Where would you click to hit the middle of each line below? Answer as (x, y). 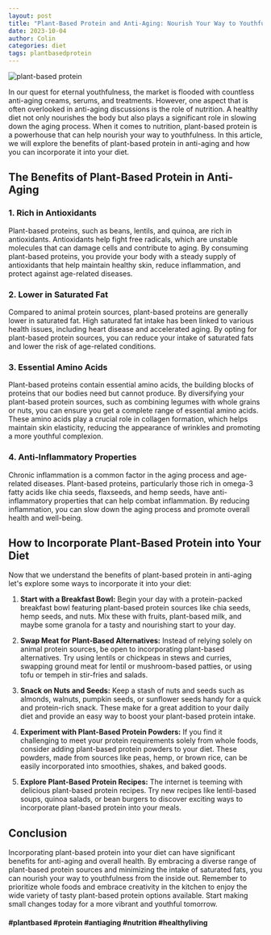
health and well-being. (46, 518)
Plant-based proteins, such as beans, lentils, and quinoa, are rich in (120, 230)
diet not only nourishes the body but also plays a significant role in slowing (132, 117)
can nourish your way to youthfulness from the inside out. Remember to (128, 878)
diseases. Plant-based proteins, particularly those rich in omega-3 (144, 483)
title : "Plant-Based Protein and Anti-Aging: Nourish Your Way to (122, 23)
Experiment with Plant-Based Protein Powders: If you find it (121, 732)
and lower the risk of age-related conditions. (82, 346)
